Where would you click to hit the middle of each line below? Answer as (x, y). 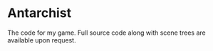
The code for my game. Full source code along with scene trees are (106, 33)
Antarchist (40, 13)
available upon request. (42, 40)
